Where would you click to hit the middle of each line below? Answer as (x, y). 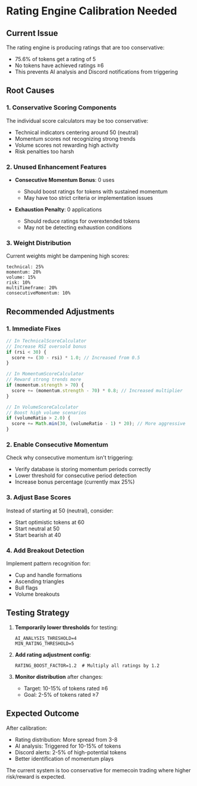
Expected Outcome (43, 714)
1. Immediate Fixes (33, 329)
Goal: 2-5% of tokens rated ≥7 (61, 694)
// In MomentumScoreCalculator (45, 374)
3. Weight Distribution (39, 242)
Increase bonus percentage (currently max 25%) (75, 482)
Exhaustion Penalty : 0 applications (58, 209)
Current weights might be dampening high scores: (68, 256)
